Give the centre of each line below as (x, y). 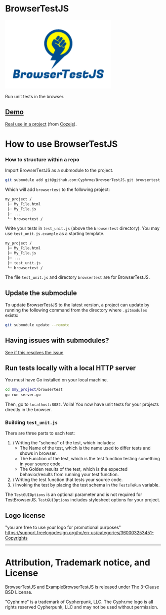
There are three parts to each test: (40, 433)
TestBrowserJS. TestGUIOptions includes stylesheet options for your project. (83, 500)
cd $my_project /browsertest (34, 390)
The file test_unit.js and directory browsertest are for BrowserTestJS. (78, 277)
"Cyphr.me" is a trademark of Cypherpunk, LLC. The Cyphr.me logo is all (79, 602)
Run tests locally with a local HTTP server (70, 368)
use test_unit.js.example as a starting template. (55, 234)
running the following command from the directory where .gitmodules (76, 310)
